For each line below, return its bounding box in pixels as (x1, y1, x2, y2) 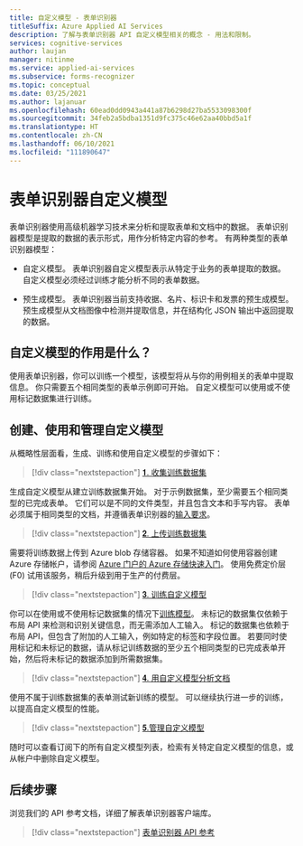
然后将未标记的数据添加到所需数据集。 (24, 653, 168, 664)
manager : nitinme (9, 55, 75, 64)
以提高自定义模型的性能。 (9, 703, 105, 714)
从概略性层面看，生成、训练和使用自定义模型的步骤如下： (9, 448, 223, 459)
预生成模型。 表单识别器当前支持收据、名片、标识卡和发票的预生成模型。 (22, 293, 294, 304)
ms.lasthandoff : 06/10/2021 (9, 139, 115, 148)
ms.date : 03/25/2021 (9, 89, 87, 98)
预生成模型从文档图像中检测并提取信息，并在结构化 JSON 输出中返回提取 (22, 305, 294, 315)
